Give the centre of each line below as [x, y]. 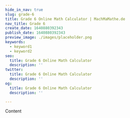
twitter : [14, 70]
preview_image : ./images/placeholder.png [49, 38]
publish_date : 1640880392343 [35, 33]
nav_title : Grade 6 [25, 24]
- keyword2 [21, 51]
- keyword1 [21, 47]
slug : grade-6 [20, 14]
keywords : [15, 42]
